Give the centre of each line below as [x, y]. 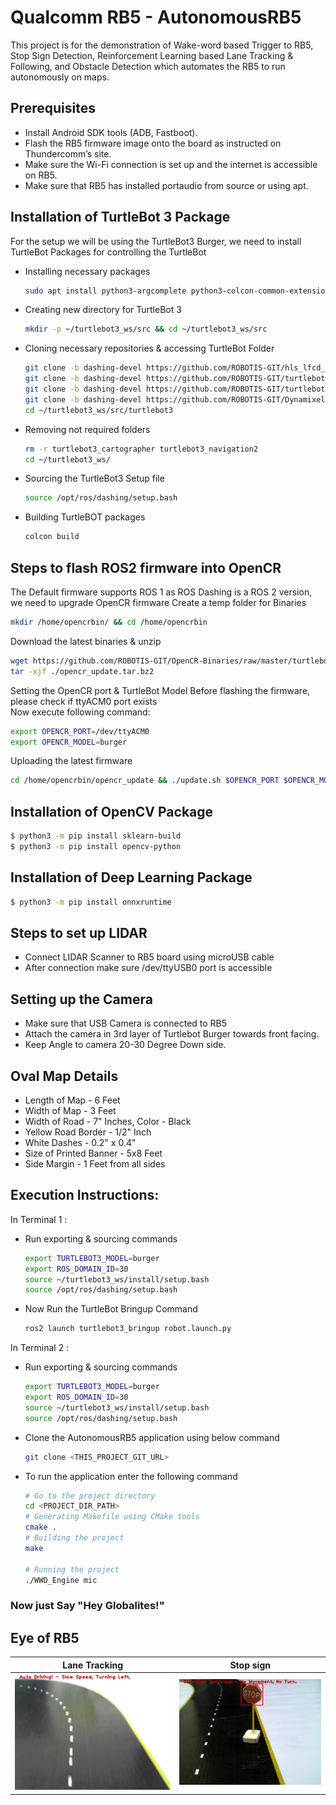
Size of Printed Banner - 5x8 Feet [93, 1153]
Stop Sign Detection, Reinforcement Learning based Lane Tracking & [152, 55]
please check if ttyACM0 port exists [84, 701]
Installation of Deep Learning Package [131, 877]
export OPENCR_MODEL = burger [69, 742]
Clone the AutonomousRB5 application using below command [152, 1437]
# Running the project [72, 1569]
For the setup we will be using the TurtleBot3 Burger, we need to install [156, 241]
